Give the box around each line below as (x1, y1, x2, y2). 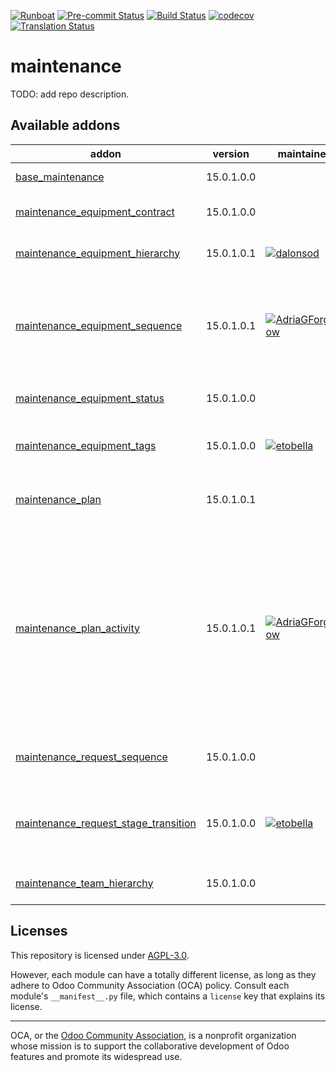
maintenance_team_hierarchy (15, 876, 154, 890)
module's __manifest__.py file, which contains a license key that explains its (10, 990, 326, 1002)
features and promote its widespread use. (10, 1050, 183, 1062)
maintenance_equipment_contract (15, 205, 175, 219)
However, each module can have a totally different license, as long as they (10, 968, 317, 980)
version (212, 146, 250, 160)
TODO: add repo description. (10, 88, 130, 100)
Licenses (10, 923, 68, 940)
